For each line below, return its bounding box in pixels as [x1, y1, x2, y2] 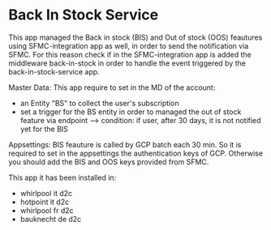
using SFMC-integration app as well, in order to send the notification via [8, 40, 249, 50]
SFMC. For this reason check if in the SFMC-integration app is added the [8, 49, 252, 59]
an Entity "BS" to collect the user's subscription [19, 98, 180, 108]
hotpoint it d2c [19, 197, 70, 207]
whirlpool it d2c [19, 188, 73, 198]
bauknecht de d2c [19, 214, 82, 224]
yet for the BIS [19, 124, 69, 134]
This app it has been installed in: [8, 172, 117, 182]
